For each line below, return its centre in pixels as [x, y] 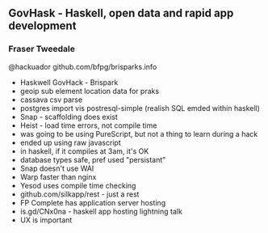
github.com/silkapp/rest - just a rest [80, 194]
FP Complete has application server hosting [93, 202]
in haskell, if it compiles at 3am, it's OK [84, 151]
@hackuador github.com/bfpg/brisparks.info [83, 66]
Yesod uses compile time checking [78, 185]
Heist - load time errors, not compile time [88, 125]
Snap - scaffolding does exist [69, 116]
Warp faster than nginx [58, 176]
